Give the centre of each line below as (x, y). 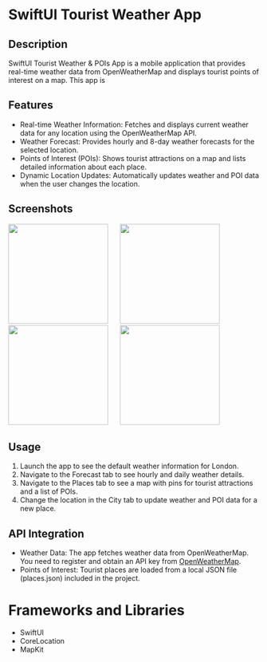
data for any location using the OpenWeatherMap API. (108, 132)
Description (38, 44)
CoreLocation (42, 641)
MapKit (31, 650)
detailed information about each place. (83, 167)
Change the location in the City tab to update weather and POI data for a (138, 500)
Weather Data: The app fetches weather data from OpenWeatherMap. (134, 553)
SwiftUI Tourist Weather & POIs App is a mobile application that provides (127, 63)
